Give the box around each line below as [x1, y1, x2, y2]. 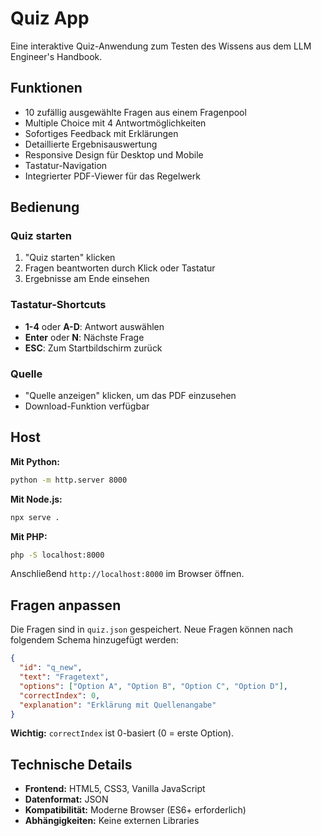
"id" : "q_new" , [19, 663, 83, 673]
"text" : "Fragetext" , [19, 672, 110, 682]
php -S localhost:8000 [10, 550, 105, 560]
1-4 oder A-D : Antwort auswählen [24, 320, 165, 332]
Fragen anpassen [10, 597, 122, 614]
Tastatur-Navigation [24, 159, 108, 171]
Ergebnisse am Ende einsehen [24, 273, 150, 285]
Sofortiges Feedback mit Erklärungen [24, 127, 179, 139]
